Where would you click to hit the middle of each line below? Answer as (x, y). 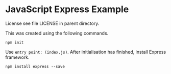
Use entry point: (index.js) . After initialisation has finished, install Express (86, 52)
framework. (17, 57)
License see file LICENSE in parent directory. (52, 23)
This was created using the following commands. (57, 33)
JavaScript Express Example (67, 9)
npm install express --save (35, 66)
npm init (15, 42)
